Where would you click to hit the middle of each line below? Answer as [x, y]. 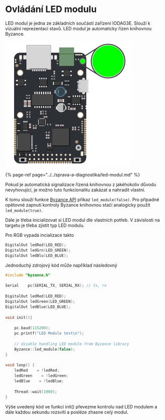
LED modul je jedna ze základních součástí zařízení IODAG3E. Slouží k [78, 23]
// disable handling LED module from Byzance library [72, 344]
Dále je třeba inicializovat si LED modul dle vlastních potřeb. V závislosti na [82, 220]
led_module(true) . [24, 210]
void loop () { [20, 365]
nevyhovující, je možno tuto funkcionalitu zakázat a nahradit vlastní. [75, 190]
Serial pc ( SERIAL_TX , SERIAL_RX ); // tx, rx [56, 286]
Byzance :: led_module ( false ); [45, 349]
